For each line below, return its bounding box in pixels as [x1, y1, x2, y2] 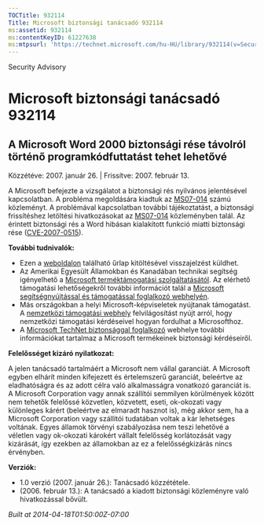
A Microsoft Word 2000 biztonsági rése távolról [8, 138, 246, 151]
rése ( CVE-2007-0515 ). [8, 228, 84, 237]
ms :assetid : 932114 [8, 26, 72, 34]
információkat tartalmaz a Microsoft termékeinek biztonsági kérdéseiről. [19, 333, 253, 343]
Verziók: [8, 463, 37, 472]
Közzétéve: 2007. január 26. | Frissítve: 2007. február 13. [8, 171, 190, 181]
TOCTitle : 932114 [8, 11, 65, 20]
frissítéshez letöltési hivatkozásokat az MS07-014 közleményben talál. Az [8, 211, 246, 221]
